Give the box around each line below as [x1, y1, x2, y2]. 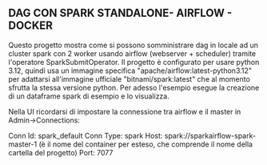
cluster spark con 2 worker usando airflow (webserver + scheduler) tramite [8, 48, 257, 58]
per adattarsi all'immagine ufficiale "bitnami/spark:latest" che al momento [8, 74, 250, 83]
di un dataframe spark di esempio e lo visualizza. [8, 91, 169, 101]
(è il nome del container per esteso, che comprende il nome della [38, 139, 253, 149]
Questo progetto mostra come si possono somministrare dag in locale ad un [8, 40, 258, 50]
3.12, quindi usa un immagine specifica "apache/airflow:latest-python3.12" [8, 66, 253, 75]
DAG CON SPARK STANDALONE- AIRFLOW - [8, 6, 233, 20]
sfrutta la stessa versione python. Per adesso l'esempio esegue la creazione [8, 82, 260, 92]
